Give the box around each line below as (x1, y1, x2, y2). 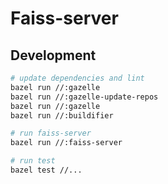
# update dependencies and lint (10, 73, 145, 83)
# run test (10, 156, 56, 166)
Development (10, 47, 97, 64)
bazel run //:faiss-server (10, 138, 123, 148)
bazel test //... (10, 165, 83, 175)
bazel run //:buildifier (10, 110, 114, 121)
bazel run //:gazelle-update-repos (10, 92, 159, 102)
